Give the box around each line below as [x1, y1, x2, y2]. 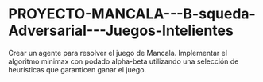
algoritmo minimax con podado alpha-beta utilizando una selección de [8, 57, 239, 66]
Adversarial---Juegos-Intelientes [8, 21, 234, 40]
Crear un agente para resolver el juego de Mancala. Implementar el [8, 48, 228, 57]
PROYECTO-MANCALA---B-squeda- [8, 5, 256, 23]
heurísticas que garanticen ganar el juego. [8, 64, 147, 74]
